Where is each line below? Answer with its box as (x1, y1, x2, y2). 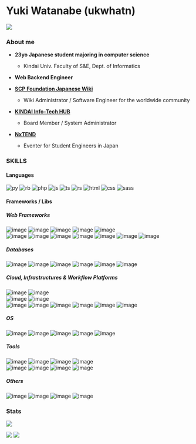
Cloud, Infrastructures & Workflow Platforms (6, 274, 119, 281)
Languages (6, 171, 34, 179)
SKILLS (6, 157, 28, 165)
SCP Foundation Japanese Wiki (14, 85, 93, 92)
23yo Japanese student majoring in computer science (14, 51, 150, 58)
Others (6, 378, 23, 385)
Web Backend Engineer (14, 74, 73, 81)
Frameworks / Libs (6, 198, 53, 205)
